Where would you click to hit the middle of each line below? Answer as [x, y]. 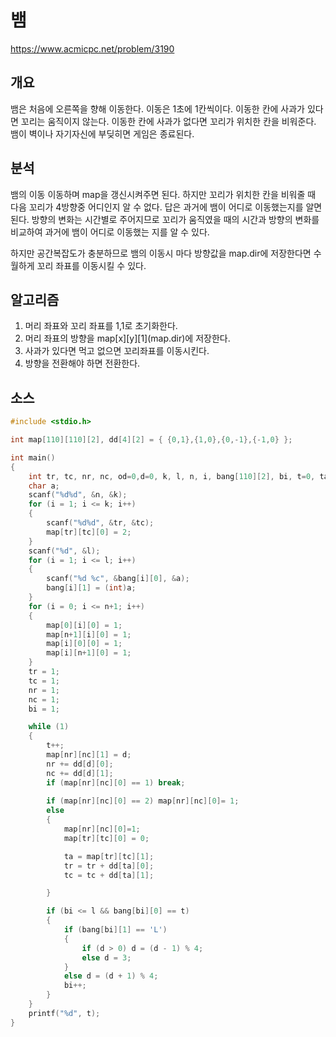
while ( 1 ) [49, 727]
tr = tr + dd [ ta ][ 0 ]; [109, 866]
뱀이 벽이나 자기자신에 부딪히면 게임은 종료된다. [102, 133]
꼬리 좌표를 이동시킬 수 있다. [91, 265]
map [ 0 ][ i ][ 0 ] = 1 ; [84, 625]
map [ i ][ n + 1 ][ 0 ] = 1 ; [89, 653]
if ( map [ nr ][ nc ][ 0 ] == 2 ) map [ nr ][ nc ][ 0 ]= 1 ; [143, 801]
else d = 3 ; [106, 957]
